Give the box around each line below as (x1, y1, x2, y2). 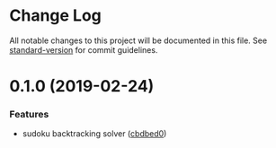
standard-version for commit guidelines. (9, 44, 158, 55)
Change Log (9, 5, 102, 26)
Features (9, 109, 49, 121)
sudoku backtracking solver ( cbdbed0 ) (22, 128, 167, 139)
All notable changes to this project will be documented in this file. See (9, 35, 268, 46)
